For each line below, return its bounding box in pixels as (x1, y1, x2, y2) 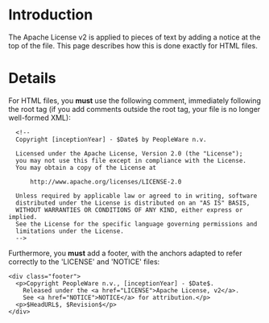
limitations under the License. (15, 227, 125, 235)
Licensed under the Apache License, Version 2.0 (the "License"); (15, 149, 243, 158)
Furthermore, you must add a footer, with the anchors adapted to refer (8, 248, 242, 258)
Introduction (8, 6, 93, 24)
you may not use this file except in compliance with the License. (15, 156, 247, 164)
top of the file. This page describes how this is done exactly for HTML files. (8, 40, 258, 50)
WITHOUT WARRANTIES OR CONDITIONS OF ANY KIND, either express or (15, 205, 243, 214)
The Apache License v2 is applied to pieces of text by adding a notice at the (8, 32, 261, 42)
